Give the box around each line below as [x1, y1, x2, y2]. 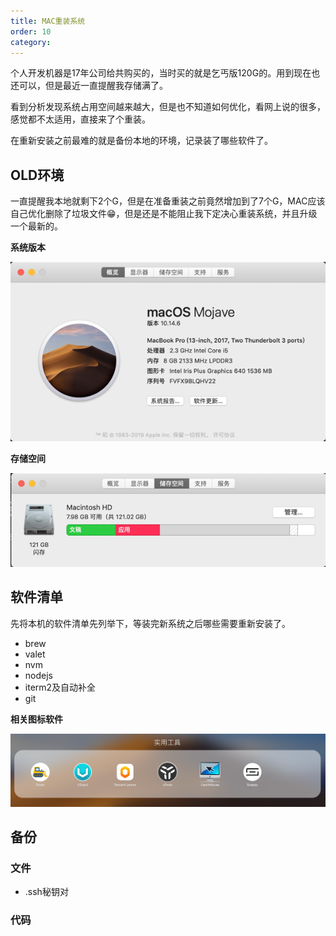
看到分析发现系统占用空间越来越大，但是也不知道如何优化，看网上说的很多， [10, 101, 326, 113]
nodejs [24, 669, 53, 681]
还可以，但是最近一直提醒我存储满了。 [10, 80, 168, 92]
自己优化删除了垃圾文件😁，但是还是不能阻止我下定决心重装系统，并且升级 [10, 208, 318, 220]
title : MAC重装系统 [10, 16, 86, 26]
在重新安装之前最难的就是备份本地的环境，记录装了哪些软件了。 [10, 135, 273, 147]
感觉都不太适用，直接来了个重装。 [10, 113, 151, 125]
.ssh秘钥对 [24, 886, 69, 898]
